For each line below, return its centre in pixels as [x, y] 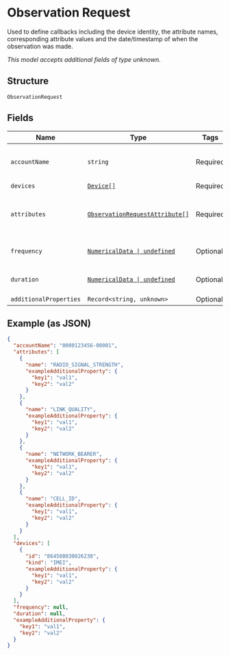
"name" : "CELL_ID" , [53, 499]
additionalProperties [46, 299]
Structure [28, 81]
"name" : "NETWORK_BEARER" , [64, 455]
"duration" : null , [40, 614]
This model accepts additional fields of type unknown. [84, 59]
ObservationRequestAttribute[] [138, 214]
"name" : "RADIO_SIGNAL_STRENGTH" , [75, 365]
